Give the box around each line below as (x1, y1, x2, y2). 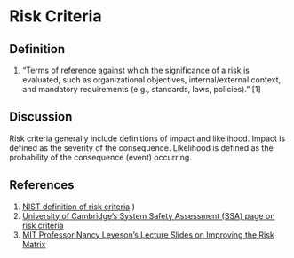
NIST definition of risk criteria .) (21, 201, 136, 212)
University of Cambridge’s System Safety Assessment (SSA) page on (21, 210, 275, 221)
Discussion (9, 109, 73, 125)
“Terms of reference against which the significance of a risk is (21, 65, 250, 75)
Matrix (21, 238, 46, 249)
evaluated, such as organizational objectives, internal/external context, (21, 74, 282, 85)
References (9, 177, 75, 192)
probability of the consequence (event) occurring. (9, 152, 193, 162)
